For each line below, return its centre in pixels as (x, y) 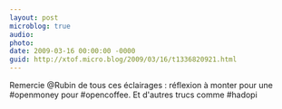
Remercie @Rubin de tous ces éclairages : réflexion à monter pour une (141, 85)
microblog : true (40, 26)
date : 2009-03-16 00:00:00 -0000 (73, 51)
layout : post (34, 18)
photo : (22, 43)
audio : (22, 34)
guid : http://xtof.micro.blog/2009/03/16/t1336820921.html (123, 59)
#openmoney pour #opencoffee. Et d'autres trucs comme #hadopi (134, 95)
